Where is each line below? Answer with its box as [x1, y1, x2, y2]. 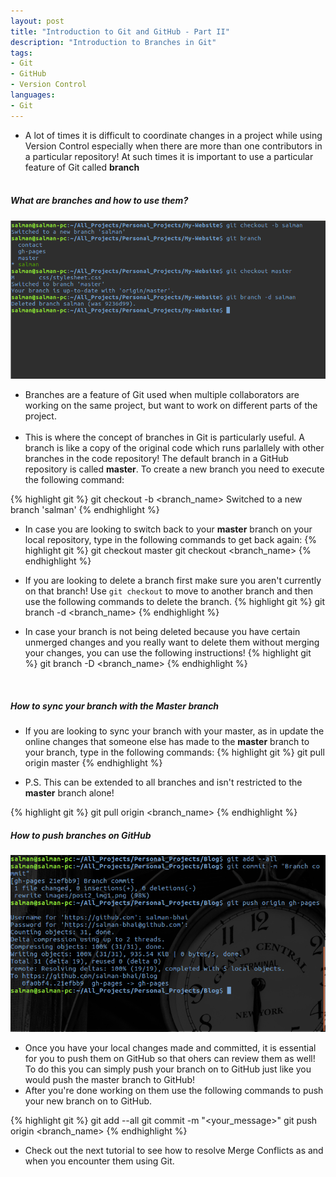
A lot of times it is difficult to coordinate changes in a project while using [24, 129, 323, 141]
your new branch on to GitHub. [24, 1095, 153, 1107]
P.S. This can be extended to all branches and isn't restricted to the [24, 776, 303, 789]
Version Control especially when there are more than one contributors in [24, 140, 323, 152]
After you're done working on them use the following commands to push [24, 1084, 324, 1096]
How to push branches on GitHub [10, 829, 152, 841]
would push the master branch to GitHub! [24, 1073, 195, 1085]
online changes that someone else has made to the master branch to [24, 736, 310, 748]
